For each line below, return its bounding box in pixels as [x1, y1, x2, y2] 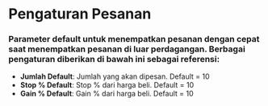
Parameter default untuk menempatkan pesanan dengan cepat [8, 34, 260, 45]
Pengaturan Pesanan [8, 5, 152, 23]
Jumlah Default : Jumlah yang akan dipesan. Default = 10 [19, 71, 210, 81]
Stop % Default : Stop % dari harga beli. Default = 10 [19, 80, 195, 90]
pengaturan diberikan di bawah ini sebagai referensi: [8, 54, 220, 65]
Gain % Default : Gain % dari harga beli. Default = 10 [19, 89, 194, 99]
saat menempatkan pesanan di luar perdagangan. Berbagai [8, 43, 246, 55]
